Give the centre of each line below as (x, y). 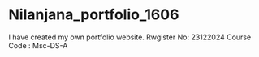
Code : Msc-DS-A (38, 45)
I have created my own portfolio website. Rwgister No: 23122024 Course (130, 37)
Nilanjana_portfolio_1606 (94, 15)
